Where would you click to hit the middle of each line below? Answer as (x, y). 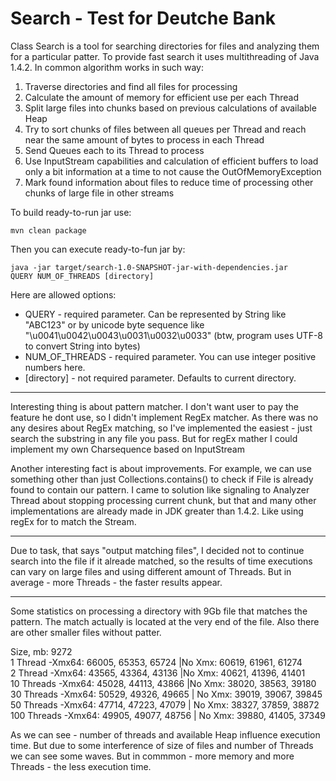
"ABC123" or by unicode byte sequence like (114, 324)
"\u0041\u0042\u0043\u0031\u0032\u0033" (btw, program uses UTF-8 (174, 335)
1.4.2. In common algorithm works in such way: (107, 67)
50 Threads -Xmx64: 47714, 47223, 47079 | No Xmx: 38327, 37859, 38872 (165, 704)
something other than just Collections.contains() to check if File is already (162, 479)
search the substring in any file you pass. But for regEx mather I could (154, 438)
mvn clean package (48, 230)
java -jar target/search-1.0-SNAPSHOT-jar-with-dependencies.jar (149, 267)
